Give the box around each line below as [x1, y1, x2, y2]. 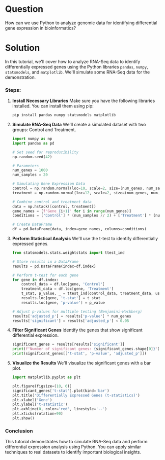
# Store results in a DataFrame [12, 259, 79, 264]
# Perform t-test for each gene [12, 273, 79, 278]
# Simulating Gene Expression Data [12, 181, 85, 186]
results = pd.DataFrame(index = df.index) [12, 264, 96, 269]
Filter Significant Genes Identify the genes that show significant [12, 327, 143, 333]
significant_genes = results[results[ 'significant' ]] [12, 342, 125, 347]
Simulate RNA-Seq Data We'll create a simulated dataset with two [12, 122, 146, 128]
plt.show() [12, 416, 35, 421]
